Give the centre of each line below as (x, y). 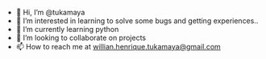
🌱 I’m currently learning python (67, 29)
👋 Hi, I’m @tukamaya (50, 12)
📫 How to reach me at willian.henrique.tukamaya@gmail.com (118, 47)
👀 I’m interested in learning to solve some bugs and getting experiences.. (137, 21)
